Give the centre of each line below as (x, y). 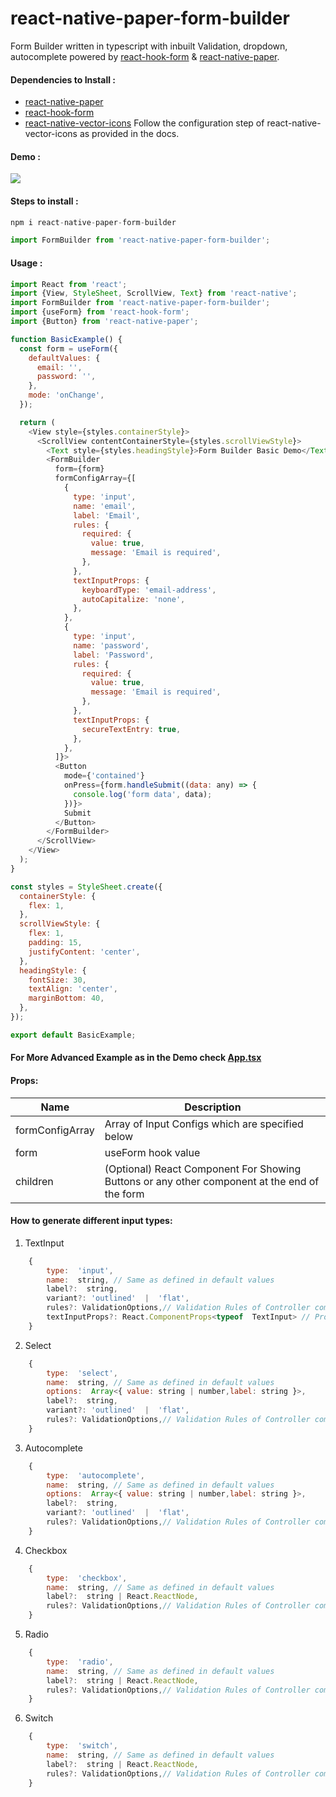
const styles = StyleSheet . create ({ (86, 887)
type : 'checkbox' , (87, 1578)
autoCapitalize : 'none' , (133, 599)
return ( (37, 422)
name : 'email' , (105, 506)
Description (213, 1107)
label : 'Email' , (107, 515)
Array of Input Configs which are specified (204, 1124)
